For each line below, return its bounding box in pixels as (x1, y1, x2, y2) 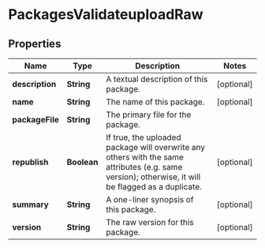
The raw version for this (106, 217, 195, 227)
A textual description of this (106, 73, 208, 85)
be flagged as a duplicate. (106, 182, 203, 192)
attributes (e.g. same (106, 162, 183, 172)
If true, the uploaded (106, 132, 181, 143)
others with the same (106, 152, 184, 163)
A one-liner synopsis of (106, 194, 195, 205)
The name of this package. (106, 96, 205, 107)
